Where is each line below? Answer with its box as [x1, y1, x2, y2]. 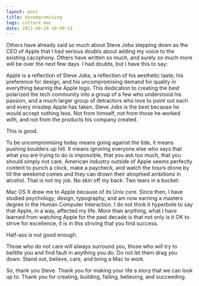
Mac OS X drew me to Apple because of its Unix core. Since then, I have [6, 188, 183, 196]
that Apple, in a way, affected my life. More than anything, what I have [6, 207, 177, 214]
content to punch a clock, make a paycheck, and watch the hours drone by [6, 164, 189, 171]
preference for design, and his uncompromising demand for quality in [6, 78, 176, 85]
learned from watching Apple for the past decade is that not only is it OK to [6, 214, 190, 221]
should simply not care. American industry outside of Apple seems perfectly [6, 158, 193, 165]
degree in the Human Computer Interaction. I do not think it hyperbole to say [6, 201, 193, 208]
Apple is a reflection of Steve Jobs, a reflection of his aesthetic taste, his [6, 72, 184, 79]
